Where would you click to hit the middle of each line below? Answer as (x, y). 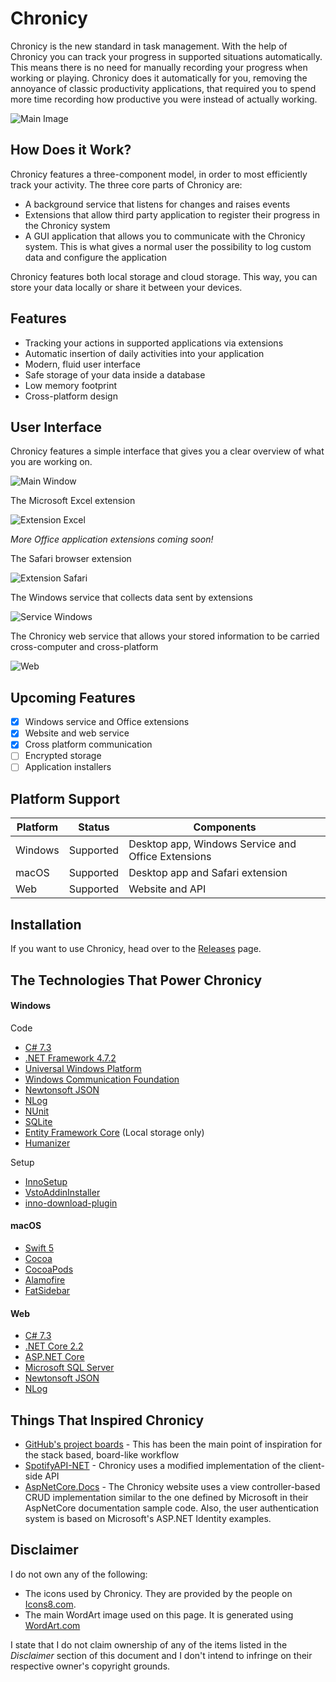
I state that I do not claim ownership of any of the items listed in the (149, 1644)
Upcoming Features (73, 697)
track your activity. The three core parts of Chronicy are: (126, 184)
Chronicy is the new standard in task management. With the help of (149, 46)
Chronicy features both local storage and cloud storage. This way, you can (164, 276)
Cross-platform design (71, 396)
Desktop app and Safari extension (208, 873)
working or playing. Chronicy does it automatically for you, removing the (159, 78)
